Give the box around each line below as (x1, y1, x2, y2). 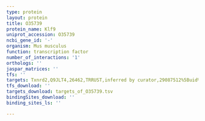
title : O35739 (6, 20, 43, 26)
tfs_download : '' (6, 83, 51, 89)
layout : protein (6, 15, 48, 21)
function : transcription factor (6, 49, 88, 55)
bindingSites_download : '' (6, 94, 75, 100)
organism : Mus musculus (6, 43, 67, 50)
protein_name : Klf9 (6, 26, 56, 32)
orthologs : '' (6, 60, 43, 66)
